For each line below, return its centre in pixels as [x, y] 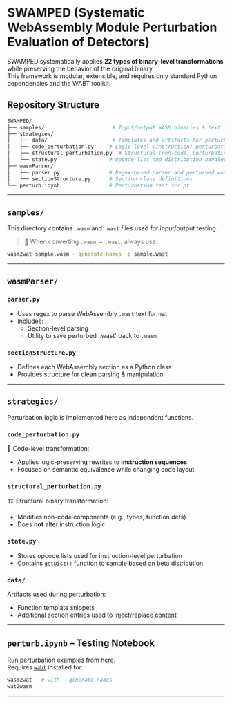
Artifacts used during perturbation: [57, 594]
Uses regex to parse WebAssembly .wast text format [92, 313]
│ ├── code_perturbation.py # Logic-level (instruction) [100, 147]
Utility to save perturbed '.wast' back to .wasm [92, 335]
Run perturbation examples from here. [61, 660]
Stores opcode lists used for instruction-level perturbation [100, 555]
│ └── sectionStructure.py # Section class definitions [100, 179]
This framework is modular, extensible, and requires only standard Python [112, 76]
